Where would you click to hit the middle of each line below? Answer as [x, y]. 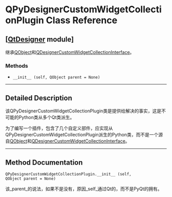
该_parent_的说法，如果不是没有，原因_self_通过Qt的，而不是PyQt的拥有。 [84, 189]
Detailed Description [39, 98]
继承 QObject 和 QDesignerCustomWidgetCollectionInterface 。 [70, 52]
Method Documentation [44, 162]
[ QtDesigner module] [40, 39]
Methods [17, 66]
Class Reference [82, 20]
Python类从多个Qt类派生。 [47, 117]
